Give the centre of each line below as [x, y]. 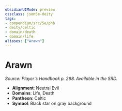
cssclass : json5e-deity [29, 14]
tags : [10, 18]
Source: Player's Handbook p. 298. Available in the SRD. [61, 79]
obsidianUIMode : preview [30, 9]
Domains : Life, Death [33, 93]
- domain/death [20, 32]
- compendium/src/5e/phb [30, 23]
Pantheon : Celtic [29, 98]
